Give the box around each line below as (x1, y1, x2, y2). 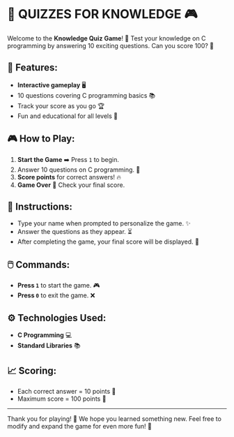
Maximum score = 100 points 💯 (17, 394, 107, 403)
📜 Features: (7, 61, 58, 74)
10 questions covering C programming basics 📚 (17, 91, 156, 99)
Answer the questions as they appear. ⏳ (17, 228, 132, 236)
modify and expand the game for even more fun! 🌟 (7, 422, 152, 430)
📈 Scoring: (7, 365, 57, 377)
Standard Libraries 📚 (17, 341, 81, 350)
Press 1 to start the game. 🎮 (17, 281, 100, 290)
